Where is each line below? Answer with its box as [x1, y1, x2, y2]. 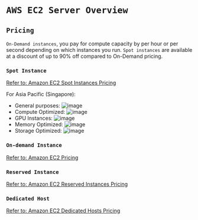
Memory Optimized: [14, 121, 63, 128]
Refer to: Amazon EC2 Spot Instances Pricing [6, 79, 116, 87]
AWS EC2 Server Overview [6, 5, 128, 16]
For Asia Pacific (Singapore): [6, 91, 76, 98]
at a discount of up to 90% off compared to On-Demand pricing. [6, 52, 163, 60]
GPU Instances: [14, 114, 53, 122]
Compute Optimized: [14, 109, 66, 116]
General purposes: [14, 102, 60, 109]
